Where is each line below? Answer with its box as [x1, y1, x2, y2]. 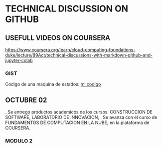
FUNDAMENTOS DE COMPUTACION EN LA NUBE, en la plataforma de [5, 119, 150, 125]
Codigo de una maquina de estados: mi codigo [5, 81, 101, 87]
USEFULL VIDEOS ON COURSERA [5, 33, 111, 42]
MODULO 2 [5, 137, 33, 144]
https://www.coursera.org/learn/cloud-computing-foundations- [5, 47, 136, 52]
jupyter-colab [5, 57, 33, 63]
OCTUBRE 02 [5, 95, 47, 104]
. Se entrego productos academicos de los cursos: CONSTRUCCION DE [5, 109, 153, 115]
